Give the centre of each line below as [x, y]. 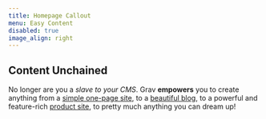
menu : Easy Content [41, 23]
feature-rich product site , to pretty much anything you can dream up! [122, 107]
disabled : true [34, 30]
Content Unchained [58, 70]
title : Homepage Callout [50, 16]
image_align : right [41, 38]
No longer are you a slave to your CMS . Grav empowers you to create [124, 89]
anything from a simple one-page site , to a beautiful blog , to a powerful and [133, 98]
